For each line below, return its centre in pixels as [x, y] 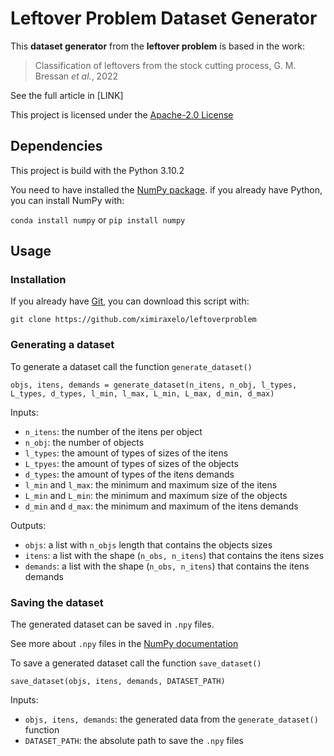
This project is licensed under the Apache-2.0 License [122, 114]
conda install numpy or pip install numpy [98, 219]
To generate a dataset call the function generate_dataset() [131, 366]
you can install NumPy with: [67, 200]
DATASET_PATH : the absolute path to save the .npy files [134, 741]
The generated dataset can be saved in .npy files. [112, 624]
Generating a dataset [62, 345]
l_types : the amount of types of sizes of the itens [126, 453]
